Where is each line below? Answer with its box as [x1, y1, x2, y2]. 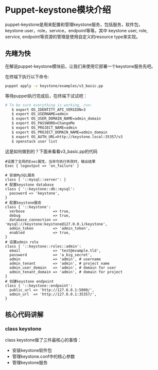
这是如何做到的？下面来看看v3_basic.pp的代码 [5, 148, 98, 154]
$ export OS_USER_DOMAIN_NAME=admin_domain [11, 116, 101, 121]
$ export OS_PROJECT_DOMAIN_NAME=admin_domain [11, 130, 108, 135]
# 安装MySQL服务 [5, 173, 35, 178]
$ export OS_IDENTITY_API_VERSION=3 [11, 107, 86, 112]
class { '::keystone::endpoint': [5, 283, 73, 288]
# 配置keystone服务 [5, 200, 42, 205]
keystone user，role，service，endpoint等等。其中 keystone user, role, [5, 27, 148, 33]
